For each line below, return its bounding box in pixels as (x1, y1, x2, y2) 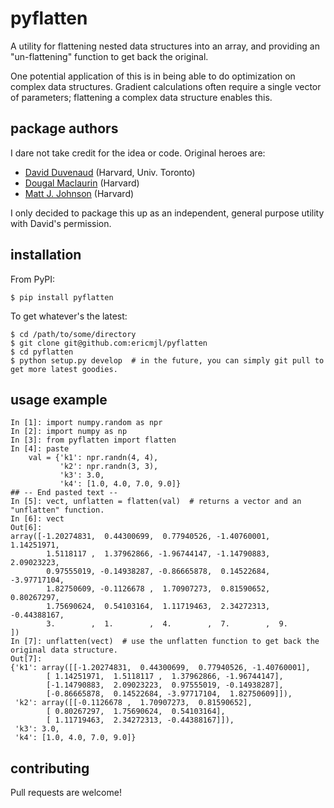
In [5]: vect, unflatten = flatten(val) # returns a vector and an (10, 497, 302, 507)
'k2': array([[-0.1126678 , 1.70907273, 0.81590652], (14, 698, 253, 708)
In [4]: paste (10, 444, 70, 454)
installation (10, 247, 82, 264)
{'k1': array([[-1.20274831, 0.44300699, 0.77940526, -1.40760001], (10, 663, 311, 673)
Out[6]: (10, 523, 43, 533)
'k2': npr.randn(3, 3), (59, 462, 159, 472)
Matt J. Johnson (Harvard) (24, 187, 135, 199)
